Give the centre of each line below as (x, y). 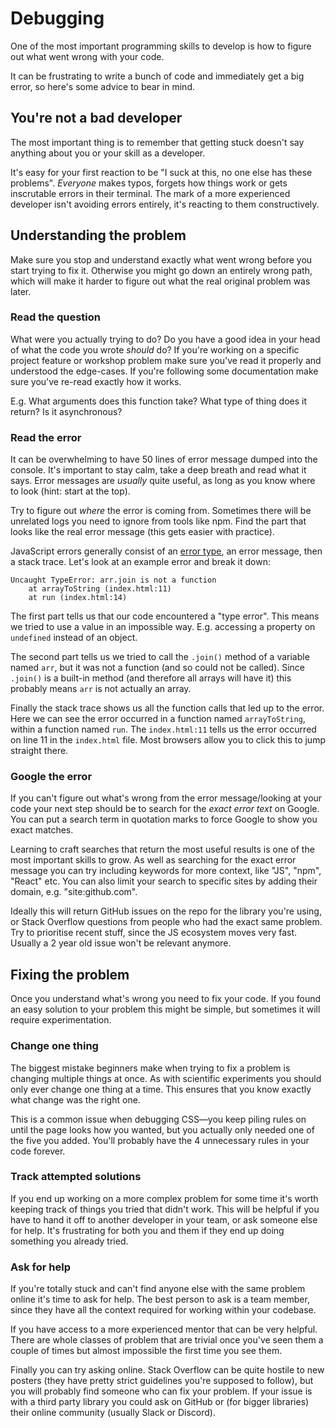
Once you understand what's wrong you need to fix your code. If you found (166, 999)
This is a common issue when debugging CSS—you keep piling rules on (158, 1119)
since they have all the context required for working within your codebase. (163, 1310)
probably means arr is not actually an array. (101, 689)
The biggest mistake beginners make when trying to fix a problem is (150, 1068)
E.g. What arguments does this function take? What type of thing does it (158, 401)
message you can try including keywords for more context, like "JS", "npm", (166, 871)
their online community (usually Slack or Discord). (113, 1413)
